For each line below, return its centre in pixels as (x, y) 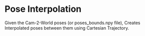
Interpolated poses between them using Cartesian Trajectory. (67, 28)
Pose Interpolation (43, 9)
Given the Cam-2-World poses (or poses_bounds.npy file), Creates (72, 23)
